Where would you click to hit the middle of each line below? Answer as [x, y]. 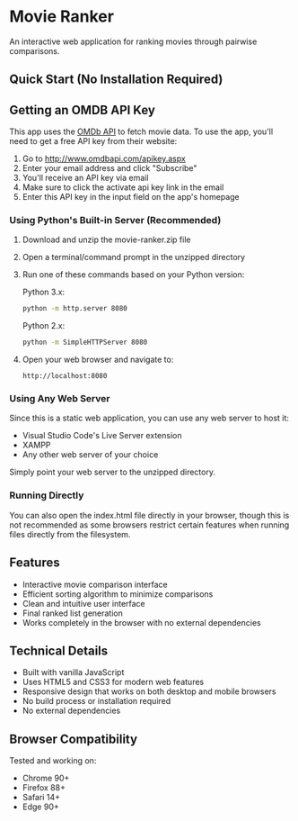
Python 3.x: [44, 292]
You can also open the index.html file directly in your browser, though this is [149, 515]
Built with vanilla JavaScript [73, 672]
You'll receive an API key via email [85, 178]
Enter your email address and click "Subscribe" [110, 168]
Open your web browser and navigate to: [98, 360]
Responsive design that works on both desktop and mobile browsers [149, 691]
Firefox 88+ [44, 788]
